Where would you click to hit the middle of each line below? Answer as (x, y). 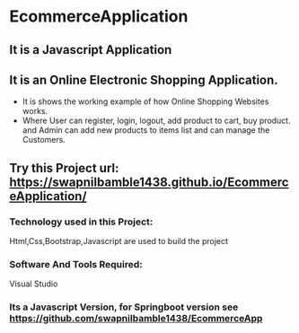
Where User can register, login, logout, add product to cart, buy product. (156, 121)
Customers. (44, 140)
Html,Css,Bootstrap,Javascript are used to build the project (119, 241)
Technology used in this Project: (81, 222)
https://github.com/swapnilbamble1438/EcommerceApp (136, 319)
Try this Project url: (64, 168)
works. (35, 111)
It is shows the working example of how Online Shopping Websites (145, 101)
